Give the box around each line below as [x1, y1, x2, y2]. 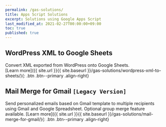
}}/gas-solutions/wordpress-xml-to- [87, 67, 162, 73]
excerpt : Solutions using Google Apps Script [5, 16, 101, 21]
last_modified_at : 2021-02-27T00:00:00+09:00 [5, 21, 101, 26]
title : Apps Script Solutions [5, 12, 68, 17]
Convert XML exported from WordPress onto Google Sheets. [5, 62, 130, 68]
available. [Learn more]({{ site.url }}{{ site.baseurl [5, 111, 107, 117]
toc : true [5, 26, 26, 31]
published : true [5, 30, 39, 35]
